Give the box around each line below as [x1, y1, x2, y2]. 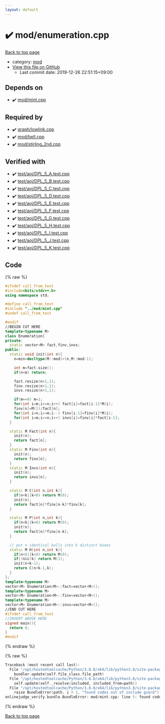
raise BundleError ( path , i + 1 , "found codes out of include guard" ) [14, 690, 160, 695]
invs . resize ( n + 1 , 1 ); [14, 388, 56, 393]
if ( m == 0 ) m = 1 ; [14, 397, 43, 402]
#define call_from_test [5, 302, 54, 306]
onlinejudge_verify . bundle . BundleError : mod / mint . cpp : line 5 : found [5, 694, 151, 700]
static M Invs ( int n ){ [9, 465, 56, 470]
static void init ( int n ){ [9, 352, 63, 357]
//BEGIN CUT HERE [5, 324, 41, 329]
